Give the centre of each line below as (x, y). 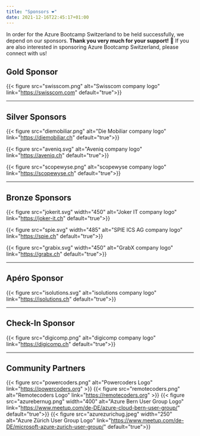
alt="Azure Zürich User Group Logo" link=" (59, 421)
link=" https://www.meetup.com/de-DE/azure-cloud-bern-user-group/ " (93, 408)
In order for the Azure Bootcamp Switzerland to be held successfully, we (95, 34)
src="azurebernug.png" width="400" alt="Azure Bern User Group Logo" (95, 401)
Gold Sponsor (32, 72)
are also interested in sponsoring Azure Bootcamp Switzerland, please (92, 47)
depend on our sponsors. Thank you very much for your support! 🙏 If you (98, 41)
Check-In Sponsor (41, 323)
